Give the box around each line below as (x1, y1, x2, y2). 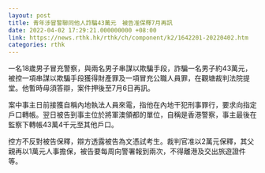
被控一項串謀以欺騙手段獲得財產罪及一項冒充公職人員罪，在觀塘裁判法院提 (8, 73, 250, 83)
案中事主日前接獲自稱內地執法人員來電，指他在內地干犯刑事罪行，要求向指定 (8, 100, 257, 110)
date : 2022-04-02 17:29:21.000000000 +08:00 (8, 26, 157, 34)
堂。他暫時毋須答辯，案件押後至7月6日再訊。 (8, 84, 155, 93)
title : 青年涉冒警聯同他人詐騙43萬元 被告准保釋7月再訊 (8, 19, 174, 27)
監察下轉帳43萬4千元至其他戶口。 (8, 120, 118, 130)
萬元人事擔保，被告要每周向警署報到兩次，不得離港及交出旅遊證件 (31, 147, 246, 156)
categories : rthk (8, 41, 65, 49)
